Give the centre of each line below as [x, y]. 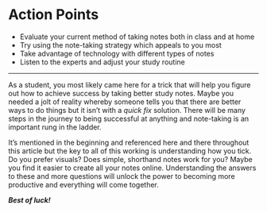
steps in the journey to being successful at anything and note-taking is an [129, 118]
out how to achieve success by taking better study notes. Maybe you [121, 93]
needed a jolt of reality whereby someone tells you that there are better [125, 102]
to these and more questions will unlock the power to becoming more [122, 176]
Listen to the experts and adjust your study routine [102, 62]
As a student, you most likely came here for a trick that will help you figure [130, 84]
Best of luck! [30, 199]
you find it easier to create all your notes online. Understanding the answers [132, 168]
